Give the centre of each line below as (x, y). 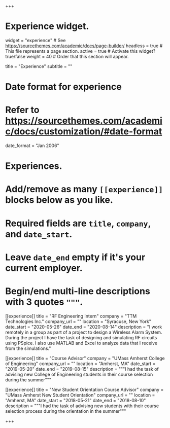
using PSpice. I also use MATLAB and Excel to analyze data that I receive (81, 343)
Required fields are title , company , (78, 223)
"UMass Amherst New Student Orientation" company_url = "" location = (80, 395)
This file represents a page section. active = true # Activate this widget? (80, 51)
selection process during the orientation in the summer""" (66, 411)
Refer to (22, 110)
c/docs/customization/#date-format (84, 132)
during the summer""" (28, 380)
